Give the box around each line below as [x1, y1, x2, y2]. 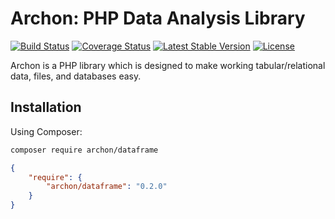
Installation [10, 99, 82, 116]
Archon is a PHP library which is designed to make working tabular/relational [10, 59, 326, 71]
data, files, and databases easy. [10, 70, 142, 82]
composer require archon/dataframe [10, 145, 159, 155]
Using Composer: [10, 125, 83, 137]
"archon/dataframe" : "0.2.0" [46, 182, 168, 192]
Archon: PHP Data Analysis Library [10, 7, 306, 30]
